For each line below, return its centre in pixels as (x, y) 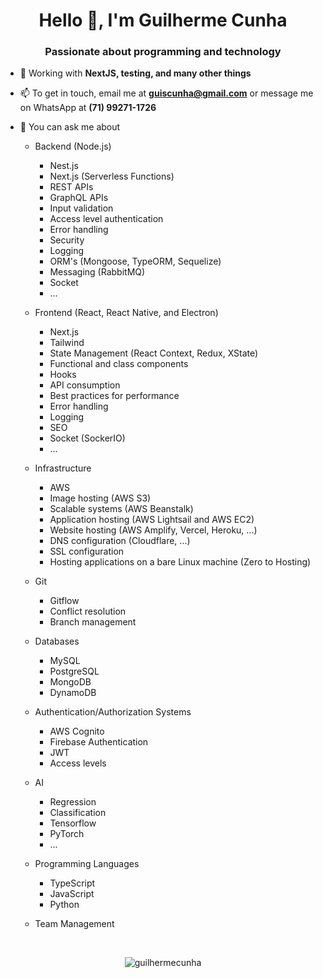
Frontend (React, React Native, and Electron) (126, 313)
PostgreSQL (74, 671)
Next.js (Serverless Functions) (112, 176)
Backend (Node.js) (73, 146)
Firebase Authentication (99, 742)
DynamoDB (73, 693)
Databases (57, 641)
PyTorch (67, 834)
